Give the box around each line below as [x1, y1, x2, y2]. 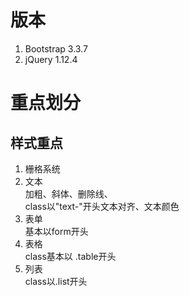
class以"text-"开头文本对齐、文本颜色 [24, 200, 180, 212]
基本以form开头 [24, 225, 89, 237]
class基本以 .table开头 [24, 250, 117, 262]
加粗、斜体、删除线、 [24, 187, 113, 200]
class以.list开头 [24, 275, 88, 287]
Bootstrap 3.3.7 [24, 42, 88, 55]
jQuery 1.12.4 [24, 53, 78, 65]
